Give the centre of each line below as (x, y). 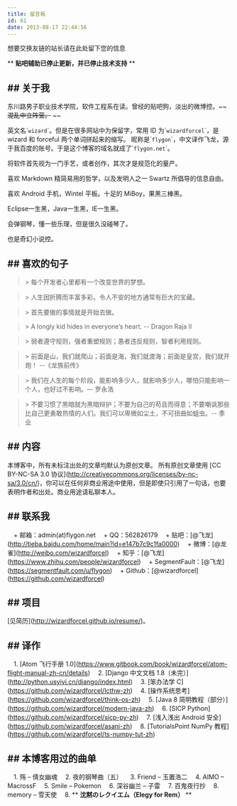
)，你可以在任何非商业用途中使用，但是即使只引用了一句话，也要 (132, 483)
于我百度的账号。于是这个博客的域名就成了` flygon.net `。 (90, 148)
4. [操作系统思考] (165, 691)
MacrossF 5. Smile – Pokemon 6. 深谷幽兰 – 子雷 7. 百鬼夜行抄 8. (113, 786)
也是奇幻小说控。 (32, 239)
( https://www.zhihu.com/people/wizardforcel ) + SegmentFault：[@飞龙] (116, 561)
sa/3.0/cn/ (22, 483)
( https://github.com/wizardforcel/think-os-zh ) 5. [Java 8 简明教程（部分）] (118, 700)
